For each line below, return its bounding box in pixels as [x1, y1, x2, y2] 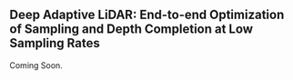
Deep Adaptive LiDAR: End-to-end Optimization [9, 7, 285, 23]
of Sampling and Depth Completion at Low [9, 22, 253, 37]
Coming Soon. [9, 59, 64, 71]
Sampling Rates [9, 35, 100, 51]
